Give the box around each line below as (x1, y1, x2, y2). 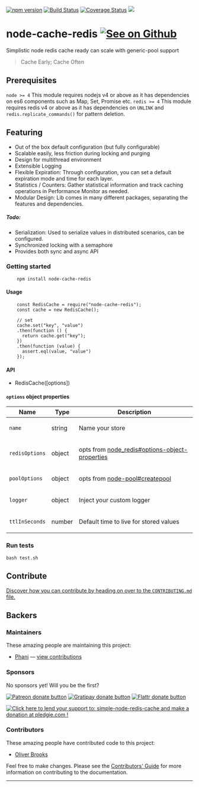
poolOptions (9, 476, 43, 482)
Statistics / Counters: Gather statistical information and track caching (14, 181, 184, 188)
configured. (14, 235, 43, 242)
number (51, 518, 73, 526)
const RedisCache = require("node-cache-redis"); (17, 302, 142, 308)
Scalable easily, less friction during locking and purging (14, 149, 150, 157)
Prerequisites (6, 75, 57, 86)
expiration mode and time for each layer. (14, 175, 114, 182)
